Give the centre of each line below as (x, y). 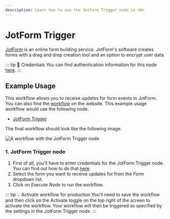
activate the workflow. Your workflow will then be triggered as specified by (84, 206)
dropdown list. (28, 179)
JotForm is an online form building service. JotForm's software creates (80, 49)
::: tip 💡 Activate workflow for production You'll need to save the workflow (83, 195)
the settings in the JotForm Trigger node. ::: (51, 211)
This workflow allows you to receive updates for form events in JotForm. (81, 98)
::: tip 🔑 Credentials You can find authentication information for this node (81, 65)
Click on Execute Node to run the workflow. (58, 184)
